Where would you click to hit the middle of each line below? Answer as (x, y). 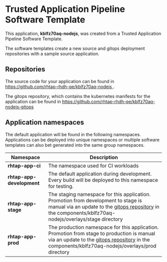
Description (104, 157)
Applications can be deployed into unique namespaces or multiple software (83, 140)
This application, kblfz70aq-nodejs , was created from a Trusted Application (83, 33)
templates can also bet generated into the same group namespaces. (75, 145)
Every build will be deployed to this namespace (103, 180)
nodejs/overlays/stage (74, 219)
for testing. (61, 186)
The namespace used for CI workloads (93, 166)
